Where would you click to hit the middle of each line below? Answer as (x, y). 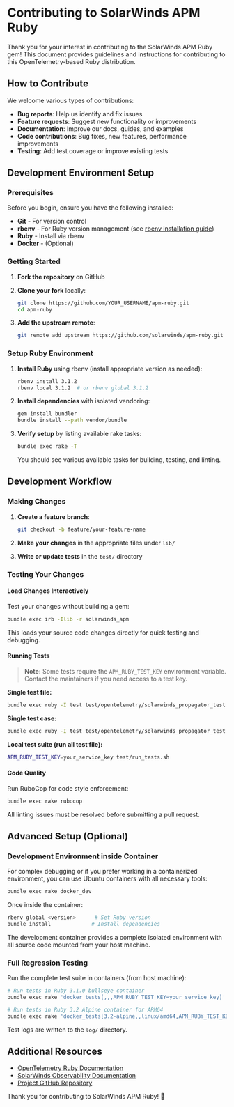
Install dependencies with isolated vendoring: (84, 401)
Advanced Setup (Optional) (68, 836)
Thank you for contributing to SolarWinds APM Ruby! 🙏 (86, 1097)
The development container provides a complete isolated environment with (115, 937)
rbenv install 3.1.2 (47, 381)
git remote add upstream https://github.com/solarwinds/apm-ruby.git (120, 336)
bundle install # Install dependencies (84, 924)
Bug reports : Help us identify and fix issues (80, 114)
